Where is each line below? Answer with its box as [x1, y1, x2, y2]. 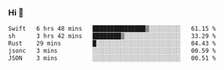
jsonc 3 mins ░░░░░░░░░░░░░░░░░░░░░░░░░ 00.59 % [8, 46, 216, 54]
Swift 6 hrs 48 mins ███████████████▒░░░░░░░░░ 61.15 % [8, 25, 216, 33]
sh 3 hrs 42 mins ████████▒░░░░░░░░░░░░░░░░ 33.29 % [8, 32, 216, 40]
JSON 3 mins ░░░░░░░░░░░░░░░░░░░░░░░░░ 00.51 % [8, 54, 216, 62]
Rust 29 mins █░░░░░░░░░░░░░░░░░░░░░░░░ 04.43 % [8, 39, 216, 48]
